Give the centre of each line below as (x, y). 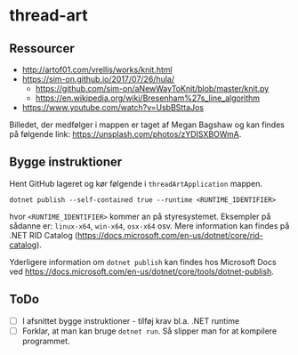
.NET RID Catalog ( (44, 235)
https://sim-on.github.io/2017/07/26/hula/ (98, 79)
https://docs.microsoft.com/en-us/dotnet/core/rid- (170, 235)
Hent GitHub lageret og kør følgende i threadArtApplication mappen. (136, 183)
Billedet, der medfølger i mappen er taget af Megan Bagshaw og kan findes (147, 125)
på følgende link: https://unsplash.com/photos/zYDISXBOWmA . (125, 134)
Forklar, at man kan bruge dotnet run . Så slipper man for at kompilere (149, 331)
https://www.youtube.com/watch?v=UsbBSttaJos (113, 107)
